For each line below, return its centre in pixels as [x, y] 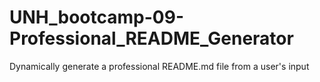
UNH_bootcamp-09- [96, 17]
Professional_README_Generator [151, 38]
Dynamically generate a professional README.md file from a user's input [159, 66]
